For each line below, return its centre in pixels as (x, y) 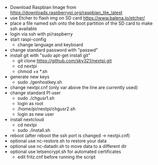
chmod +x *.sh (32, 71)
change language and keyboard (50, 45)
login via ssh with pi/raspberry (41, 34)
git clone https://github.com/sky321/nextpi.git (64, 61)
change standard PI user (35, 93)
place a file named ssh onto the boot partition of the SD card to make (81, 23)
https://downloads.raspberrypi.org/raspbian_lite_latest (66, 13)
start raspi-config (28, 39)
